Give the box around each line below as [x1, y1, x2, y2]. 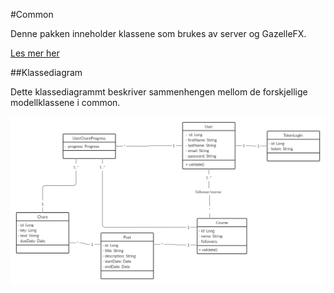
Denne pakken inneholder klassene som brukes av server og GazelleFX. [10, 28, 307, 39]
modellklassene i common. [10, 97, 121, 108]
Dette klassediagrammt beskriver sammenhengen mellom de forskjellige [10, 86, 308, 98]
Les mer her [10, 47, 60, 59]
